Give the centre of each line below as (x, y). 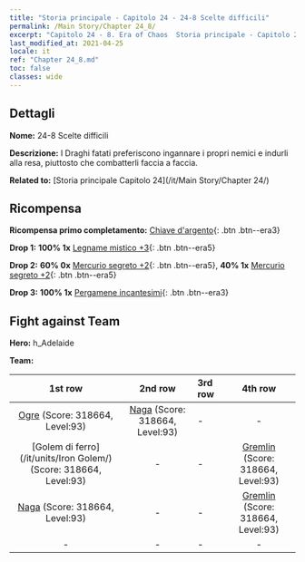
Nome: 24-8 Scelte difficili (59, 135)
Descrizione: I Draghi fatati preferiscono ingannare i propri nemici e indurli (149, 153)
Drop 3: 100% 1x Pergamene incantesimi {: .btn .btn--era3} (119, 293)
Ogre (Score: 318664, (65, 415)
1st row (66, 389)
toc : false (30, 69)
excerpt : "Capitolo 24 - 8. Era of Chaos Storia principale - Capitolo (150, 34)
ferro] (88, 447)
